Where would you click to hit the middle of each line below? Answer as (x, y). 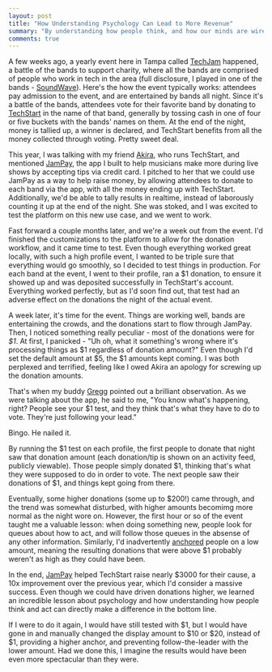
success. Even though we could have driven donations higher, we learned (132, 592)
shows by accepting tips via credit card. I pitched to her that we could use (132, 172)
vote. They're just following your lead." (73, 417)
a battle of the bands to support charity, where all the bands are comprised (134, 71)
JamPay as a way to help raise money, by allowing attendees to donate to (131, 181)
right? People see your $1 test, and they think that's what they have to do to (134, 409)
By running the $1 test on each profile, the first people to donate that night (132, 449)
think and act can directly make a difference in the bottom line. (113, 610)
